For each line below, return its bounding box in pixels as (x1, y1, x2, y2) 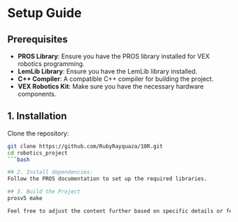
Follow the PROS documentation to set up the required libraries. (7, 175, 208, 182)
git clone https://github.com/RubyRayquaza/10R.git (7, 143, 163, 150)
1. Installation (7, 110, 67, 122)
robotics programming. (17, 60, 85, 68)
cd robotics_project (7, 149, 69, 157)
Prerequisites (7, 33, 68, 45)
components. (17, 90, 57, 98)
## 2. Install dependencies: (7, 169, 93, 176)
